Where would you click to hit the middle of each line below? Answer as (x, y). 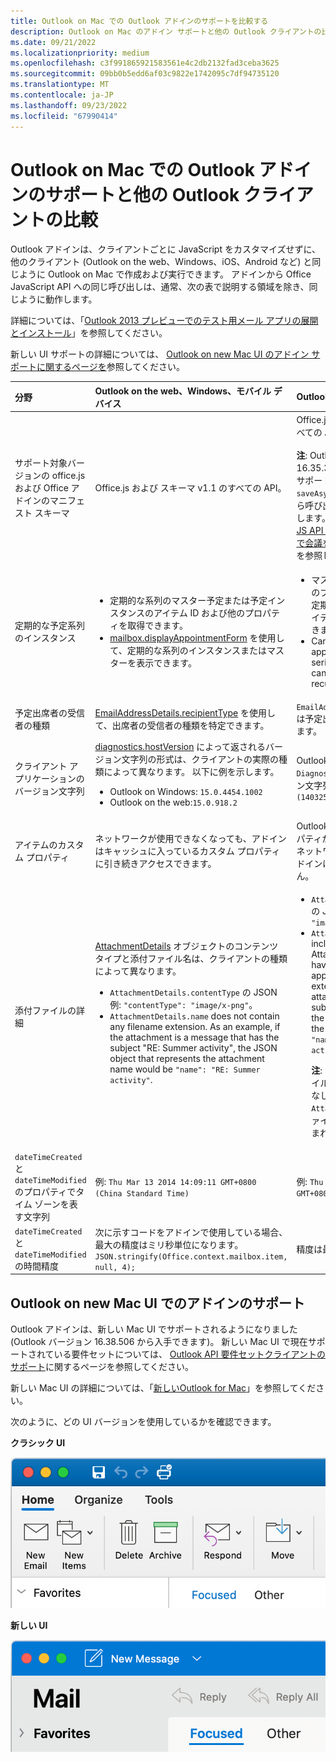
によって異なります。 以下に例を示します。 (191, 771)
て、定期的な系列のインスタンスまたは (188, 650)
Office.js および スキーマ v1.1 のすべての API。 (190, 487)
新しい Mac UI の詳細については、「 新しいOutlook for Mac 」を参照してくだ (163, 1388)
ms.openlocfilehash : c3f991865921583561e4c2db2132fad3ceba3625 (145, 63)
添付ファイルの (45, 1011)
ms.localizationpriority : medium (80, 53)
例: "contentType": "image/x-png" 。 (183, 1004)
